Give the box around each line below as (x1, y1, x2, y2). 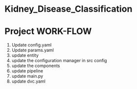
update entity (11, 52, 39, 58)
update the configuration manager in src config (11, 58, 107, 64)
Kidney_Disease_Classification (4, 3, 133, 15)
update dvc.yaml (11, 78, 46, 84)
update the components (11, 63, 60, 69)
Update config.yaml (11, 42, 52, 48)
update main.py (11, 73, 44, 79)
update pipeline (11, 68, 44, 74)
